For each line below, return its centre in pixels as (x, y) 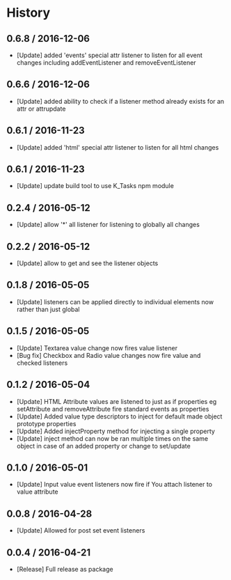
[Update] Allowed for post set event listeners (81, 531)
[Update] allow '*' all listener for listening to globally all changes (108, 225)
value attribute (37, 492)
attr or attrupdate (41, 109)
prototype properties (46, 423)
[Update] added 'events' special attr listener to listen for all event (110, 55)
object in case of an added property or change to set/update (103, 446)
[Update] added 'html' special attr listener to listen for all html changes (118, 147)
